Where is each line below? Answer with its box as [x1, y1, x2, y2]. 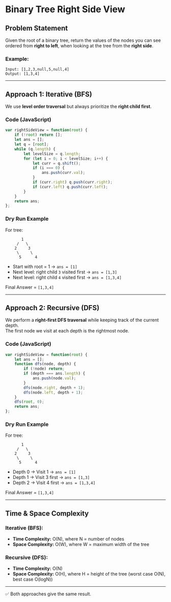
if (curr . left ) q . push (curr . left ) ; [32, 184, 108, 189]
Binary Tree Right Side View [5, 4, 126, 15]
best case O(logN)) [12, 576, 53, 583]
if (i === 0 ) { [32, 165, 65, 171]
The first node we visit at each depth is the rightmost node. [5, 328, 130, 334]
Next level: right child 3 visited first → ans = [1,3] [12, 268, 117, 275]
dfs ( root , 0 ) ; [14, 399, 44, 405]
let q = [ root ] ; [14, 142, 49, 147]
